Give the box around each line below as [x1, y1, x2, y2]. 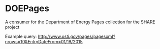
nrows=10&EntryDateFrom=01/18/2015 [5, 38, 83, 44]
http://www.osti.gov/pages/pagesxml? [37, 33, 116, 39]
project [5, 24, 20, 30]
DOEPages [5, 3, 49, 14]
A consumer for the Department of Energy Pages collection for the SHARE [5, 19, 156, 25]
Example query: [5, 33, 37, 39]
